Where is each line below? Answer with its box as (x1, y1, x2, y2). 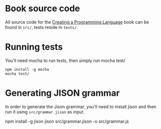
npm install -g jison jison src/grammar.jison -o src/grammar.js (5, 118, 129, 124)
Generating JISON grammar (5, 87, 120, 99)
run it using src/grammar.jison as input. (5, 108, 85, 115)
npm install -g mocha (5, 67, 49, 72)
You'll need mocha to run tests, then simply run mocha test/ (5, 57, 126, 64)
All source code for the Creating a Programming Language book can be (5, 19, 149, 25)
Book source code (5, 3, 80, 14)
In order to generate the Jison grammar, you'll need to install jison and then (5, 104, 157, 109)
